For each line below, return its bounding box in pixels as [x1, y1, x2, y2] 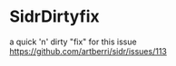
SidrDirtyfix [9, 6, 100, 27]
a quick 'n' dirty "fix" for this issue [9, 36, 138, 47]
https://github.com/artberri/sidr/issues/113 [9, 45, 168, 56]
